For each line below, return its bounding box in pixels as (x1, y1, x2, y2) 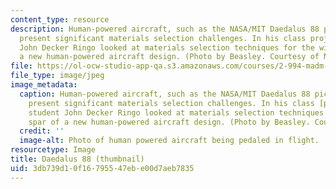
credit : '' (19, 126, 65, 136)
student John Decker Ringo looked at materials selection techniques (28, 107, 325, 118)
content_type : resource (10, 14, 110, 25)
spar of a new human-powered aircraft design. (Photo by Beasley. (28, 117, 311, 127)
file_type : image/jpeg (10, 71, 105, 81)
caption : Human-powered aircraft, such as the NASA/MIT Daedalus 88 (19, 89, 311, 99)
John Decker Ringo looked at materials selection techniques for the (19, 42, 315, 53)
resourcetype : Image (10, 145, 97, 155)
